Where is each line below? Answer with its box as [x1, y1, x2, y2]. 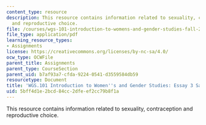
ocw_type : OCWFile [6, 54, 53, 60]
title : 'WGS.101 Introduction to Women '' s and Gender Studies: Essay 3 [6, 83, 193, 89]
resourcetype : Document [6, 77, 67, 83]
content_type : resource [6, 9, 67, 15]
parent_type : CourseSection [6, 65, 78, 72]
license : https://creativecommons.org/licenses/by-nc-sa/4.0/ [6, 49, 169, 55]
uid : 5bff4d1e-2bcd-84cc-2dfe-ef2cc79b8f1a [6, 88, 120, 95]
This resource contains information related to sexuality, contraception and [6, 105, 193, 112]
